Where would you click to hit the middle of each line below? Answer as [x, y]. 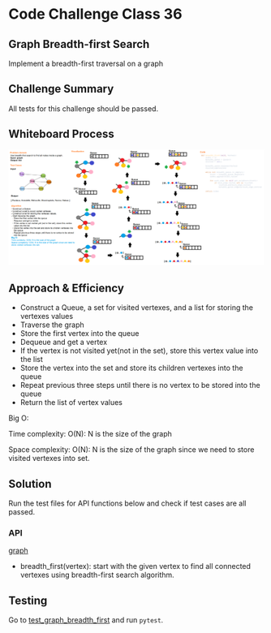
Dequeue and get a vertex [64, 342]
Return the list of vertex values [71, 403]
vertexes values [47, 316]
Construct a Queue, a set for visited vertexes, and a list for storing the [137, 308]
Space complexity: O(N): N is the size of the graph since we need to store [131, 450]
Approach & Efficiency [66, 288]
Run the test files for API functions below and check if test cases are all [127, 503]
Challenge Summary [61, 89]
